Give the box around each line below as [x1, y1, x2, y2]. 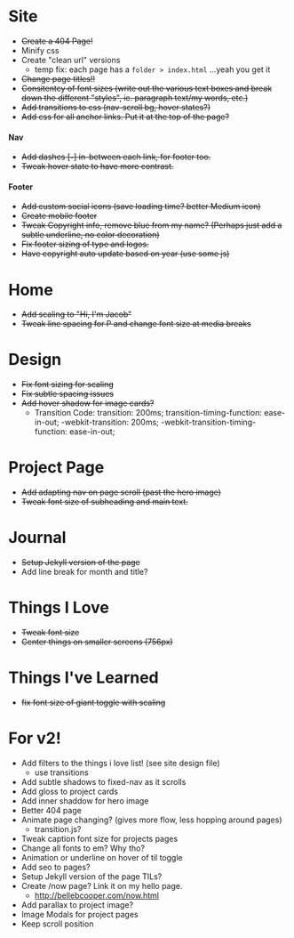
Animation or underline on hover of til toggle [20, 852, 183, 862]
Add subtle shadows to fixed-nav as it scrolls [20, 776, 187, 787]
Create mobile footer [20, 211, 98, 222]
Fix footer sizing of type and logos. [20, 239, 149, 250]
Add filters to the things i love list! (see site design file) [20, 757, 220, 768]
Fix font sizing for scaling [20, 379, 115, 390]
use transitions [34, 767, 90, 778]
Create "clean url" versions [20, 54, 121, 65]
